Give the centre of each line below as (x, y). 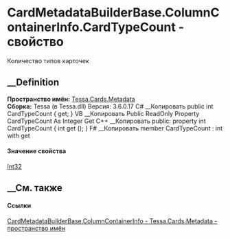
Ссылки (19, 205)
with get (19, 135)
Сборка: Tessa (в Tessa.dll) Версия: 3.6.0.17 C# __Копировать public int (110, 106)
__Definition (33, 83)
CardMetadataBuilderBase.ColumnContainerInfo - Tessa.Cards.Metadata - (112, 220)
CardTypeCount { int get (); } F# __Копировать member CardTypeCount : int (115, 128)
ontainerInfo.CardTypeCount (92, 27)
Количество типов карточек (48, 60)
